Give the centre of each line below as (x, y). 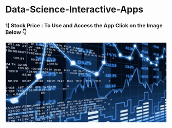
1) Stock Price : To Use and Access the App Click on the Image (84, 26)
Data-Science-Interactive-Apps (74, 10)
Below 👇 (16, 32)
